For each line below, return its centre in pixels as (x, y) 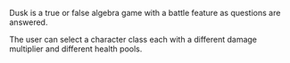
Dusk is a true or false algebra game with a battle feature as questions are (145, 13)
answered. (29, 22)
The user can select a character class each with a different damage (133, 39)
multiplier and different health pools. (76, 49)
